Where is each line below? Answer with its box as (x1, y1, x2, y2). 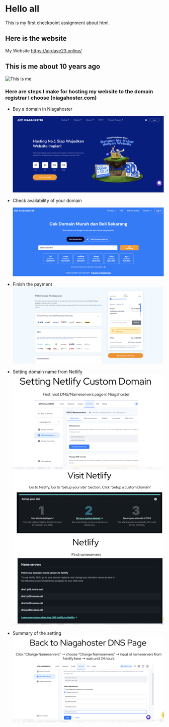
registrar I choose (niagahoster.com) (5, 94, 97, 101)
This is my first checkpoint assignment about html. (5, 20, 110, 26)
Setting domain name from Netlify (12, 369, 83, 375)
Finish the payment (12, 281, 53, 287)
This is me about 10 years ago (5, 62, 101, 71)
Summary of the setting (12, 630, 62, 636)
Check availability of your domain (12, 197, 82, 203)
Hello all (5, 3, 40, 15)
